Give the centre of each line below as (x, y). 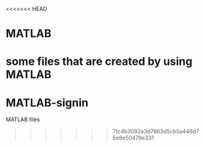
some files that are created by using (99, 62)
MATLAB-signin (47, 103)
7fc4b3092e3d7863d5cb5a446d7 (156, 132)
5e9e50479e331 (133, 138)
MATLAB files (23, 119)
